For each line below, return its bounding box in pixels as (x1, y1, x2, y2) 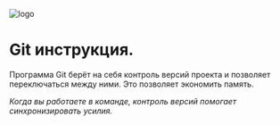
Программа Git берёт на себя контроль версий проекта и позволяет (9, 69, 271, 79)
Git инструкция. (9, 40, 134, 60)
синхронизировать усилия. (9, 105, 113, 116)
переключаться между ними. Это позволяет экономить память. (9, 79, 254, 89)
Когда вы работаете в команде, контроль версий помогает (9, 96, 237, 106)
